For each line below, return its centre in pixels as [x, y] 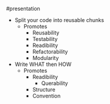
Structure [44, 89]
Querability [54, 83]
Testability [45, 39]
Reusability [46, 33]
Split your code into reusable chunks [59, 20]
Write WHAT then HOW [43, 64]
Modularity [46, 58]
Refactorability [50, 52]
